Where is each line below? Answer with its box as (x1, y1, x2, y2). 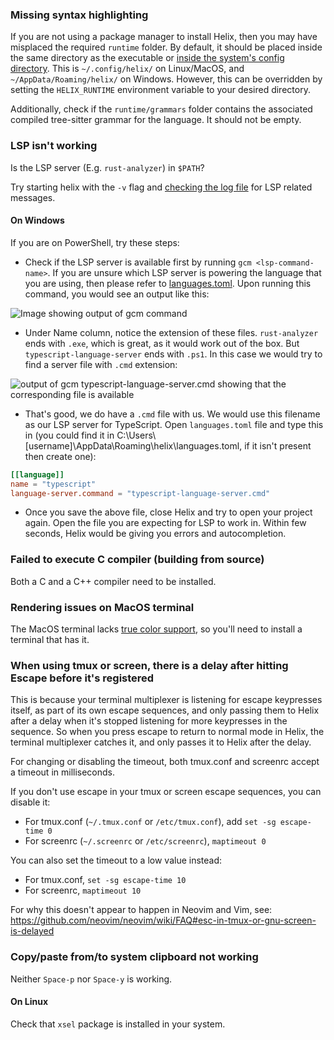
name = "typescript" (10, 479, 97, 489)
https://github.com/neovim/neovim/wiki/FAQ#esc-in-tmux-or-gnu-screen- (10, 914, 317, 927)
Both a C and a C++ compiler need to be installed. (10, 575, 217, 587)
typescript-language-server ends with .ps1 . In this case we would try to (24, 348, 323, 360)
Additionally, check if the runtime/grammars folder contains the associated (10, 103, 313, 115)
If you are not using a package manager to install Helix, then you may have (10, 31, 318, 43)
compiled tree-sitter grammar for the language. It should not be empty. (10, 114, 302, 126)
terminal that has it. (10, 634, 90, 646)
